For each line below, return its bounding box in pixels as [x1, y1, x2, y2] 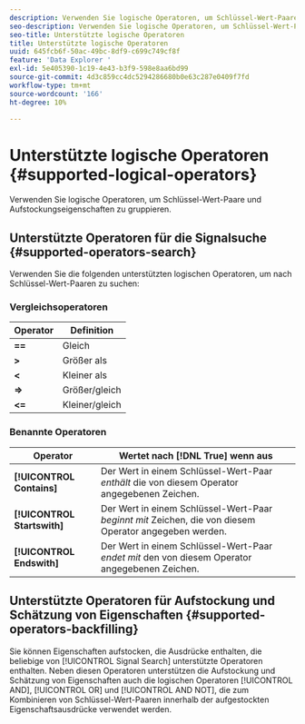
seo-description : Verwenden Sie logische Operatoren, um [9, 22, 230, 31]
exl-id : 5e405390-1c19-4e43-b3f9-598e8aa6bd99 [9, 64, 189, 74]
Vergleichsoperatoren [9, 301, 109, 313]
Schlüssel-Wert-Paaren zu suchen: [9, 278, 140, 289]
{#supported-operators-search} [9, 244, 197, 260]
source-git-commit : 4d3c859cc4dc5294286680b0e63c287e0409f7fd [9, 73, 250, 82]
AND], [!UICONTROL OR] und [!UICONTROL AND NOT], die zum [9, 684, 250, 695]
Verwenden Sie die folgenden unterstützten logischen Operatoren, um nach [9, 269, 292, 280]
